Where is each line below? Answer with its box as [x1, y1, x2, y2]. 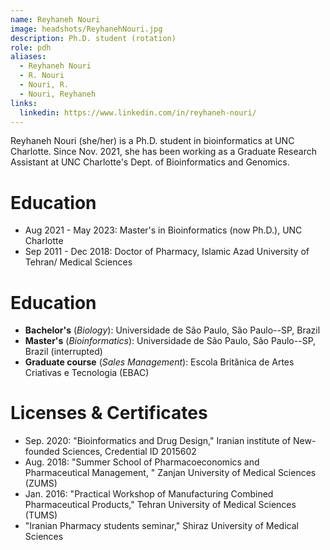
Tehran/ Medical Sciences [24, 256, 133, 268]
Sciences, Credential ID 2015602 [61, 446, 197, 458]
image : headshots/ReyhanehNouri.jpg [10, 24, 163, 34]
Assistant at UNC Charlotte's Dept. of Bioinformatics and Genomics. [10, 156, 290, 168]
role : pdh [10, 42, 52, 53]
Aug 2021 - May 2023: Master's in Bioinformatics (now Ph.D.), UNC [24, 224, 303, 236]
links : [10, 98, 38, 108]
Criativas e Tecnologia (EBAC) [24, 367, 150, 379]
